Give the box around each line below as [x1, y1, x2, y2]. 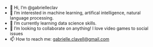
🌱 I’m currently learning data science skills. [9, 20, 97, 26]
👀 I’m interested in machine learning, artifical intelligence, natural [9, 10, 141, 16]
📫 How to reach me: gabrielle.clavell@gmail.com [9, 36, 109, 42]
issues [9, 31, 23, 36]
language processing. [9, 15, 54, 21]
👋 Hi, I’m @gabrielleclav [9, 5, 58, 10]
